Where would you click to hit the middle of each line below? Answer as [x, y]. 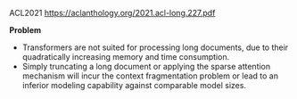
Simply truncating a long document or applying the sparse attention [146, 66]
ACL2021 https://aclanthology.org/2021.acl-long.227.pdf [112, 13]
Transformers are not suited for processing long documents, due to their [155, 47]
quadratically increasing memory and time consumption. [126, 57]
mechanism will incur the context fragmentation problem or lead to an [150, 76]
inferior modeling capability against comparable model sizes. [134, 85]
